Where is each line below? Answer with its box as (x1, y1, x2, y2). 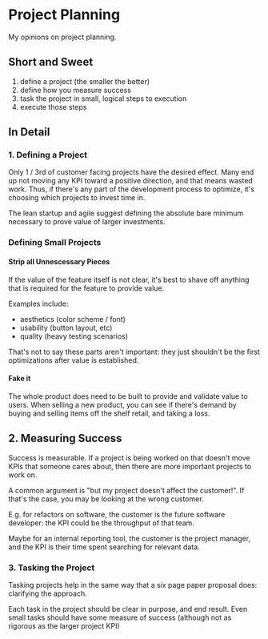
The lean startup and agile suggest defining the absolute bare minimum (8, 208, 244, 218)
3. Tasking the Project (8, 562, 95, 573)
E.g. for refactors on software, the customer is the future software (8, 509, 226, 519)
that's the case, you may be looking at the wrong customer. (8, 494, 204, 504)
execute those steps (19, 102, 87, 111)
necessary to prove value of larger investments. (8, 217, 166, 227)
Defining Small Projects (8, 237, 102, 248)
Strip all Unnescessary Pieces (8, 256, 110, 266)
